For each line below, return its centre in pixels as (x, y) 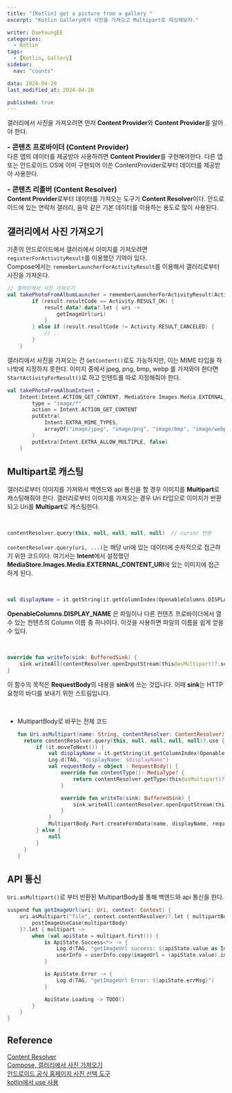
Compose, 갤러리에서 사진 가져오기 (55, 1065)
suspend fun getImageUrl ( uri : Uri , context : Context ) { (89, 910)
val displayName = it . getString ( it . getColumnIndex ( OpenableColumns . (108, 600)
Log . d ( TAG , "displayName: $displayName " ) (108, 760)
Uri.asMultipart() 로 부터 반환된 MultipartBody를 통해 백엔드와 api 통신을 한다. (116, 897)
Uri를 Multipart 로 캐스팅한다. (60, 507)
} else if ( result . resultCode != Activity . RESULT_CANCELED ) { (123, 327)
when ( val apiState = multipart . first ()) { (95, 936)
